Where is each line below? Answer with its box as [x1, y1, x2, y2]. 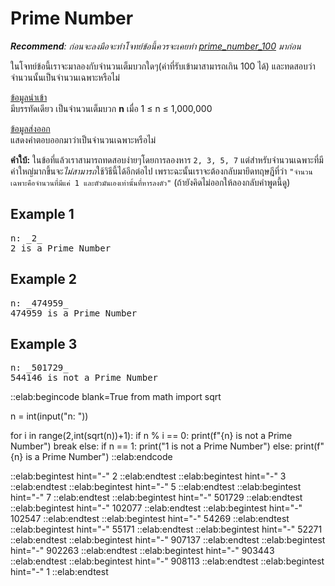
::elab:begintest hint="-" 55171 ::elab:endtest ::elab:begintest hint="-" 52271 [10, 523, 323, 536]
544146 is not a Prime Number [10, 372, 159, 384]
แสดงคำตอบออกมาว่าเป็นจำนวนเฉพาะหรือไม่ [10, 133, 157, 146]
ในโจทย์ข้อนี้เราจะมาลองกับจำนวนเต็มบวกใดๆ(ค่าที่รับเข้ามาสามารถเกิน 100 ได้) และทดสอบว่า [10, 60, 316, 72]
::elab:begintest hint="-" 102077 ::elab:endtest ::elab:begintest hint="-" [10, 502, 303, 514]
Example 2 [10, 271, 77, 288]
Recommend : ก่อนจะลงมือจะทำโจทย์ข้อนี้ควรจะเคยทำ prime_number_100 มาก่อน [10, 40, 302, 52]
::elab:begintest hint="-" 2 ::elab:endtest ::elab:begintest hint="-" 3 [10, 470, 287, 482]
